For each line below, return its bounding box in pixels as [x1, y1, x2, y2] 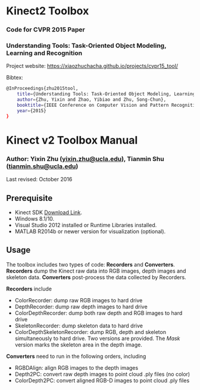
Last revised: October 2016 [6, 176, 73, 183]
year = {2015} [17, 107, 46, 114]
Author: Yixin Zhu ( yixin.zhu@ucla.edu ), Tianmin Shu [6, 154, 165, 163]
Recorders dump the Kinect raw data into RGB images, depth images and [6, 267, 186, 274]
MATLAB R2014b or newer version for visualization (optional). [14, 228, 166, 235]
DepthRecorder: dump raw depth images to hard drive [14, 303, 148, 310]
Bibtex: [6, 74, 24, 81]
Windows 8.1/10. [14, 215, 55, 222]
